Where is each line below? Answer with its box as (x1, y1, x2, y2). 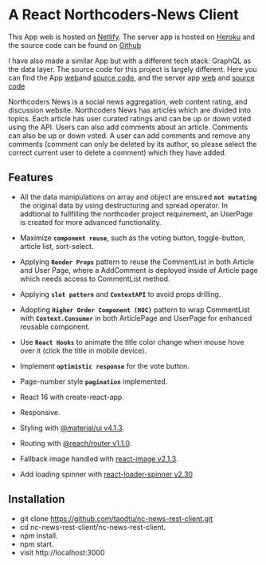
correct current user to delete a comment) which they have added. (8, 148, 227, 157)
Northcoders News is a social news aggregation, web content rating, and (8, 97, 248, 106)
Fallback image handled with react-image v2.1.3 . (19, 453, 178, 464)
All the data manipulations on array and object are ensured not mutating (19, 192, 257, 201)
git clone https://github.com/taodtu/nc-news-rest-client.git (19, 513, 213, 524)
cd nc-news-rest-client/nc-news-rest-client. (19, 522, 166, 531)
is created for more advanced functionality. (19, 217, 162, 227)
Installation (8, 492, 65, 506)
